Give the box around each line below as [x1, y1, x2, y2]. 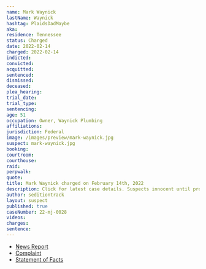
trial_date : [6, 95, 37, 101]
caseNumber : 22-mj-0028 [6, 209, 67, 215]
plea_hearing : [6, 89, 43, 95]
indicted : [6, 55, 32, 61]
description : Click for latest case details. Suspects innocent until [6, 186, 191, 192]
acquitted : [6, 66, 34, 72]
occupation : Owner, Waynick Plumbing [6, 117, 103, 123]
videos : [6, 214, 26, 221]
